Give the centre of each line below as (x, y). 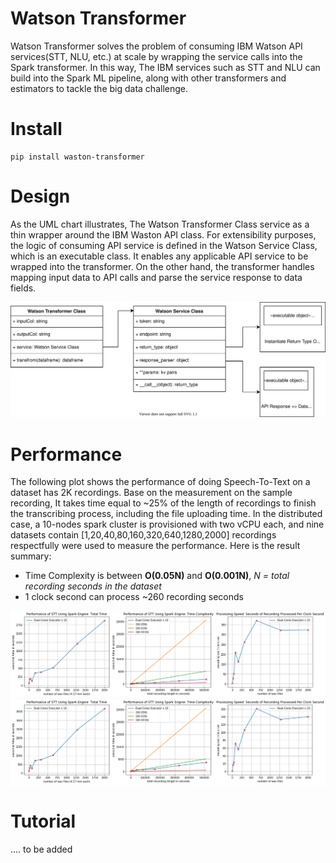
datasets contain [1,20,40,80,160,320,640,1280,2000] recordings (143, 535)
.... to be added (41, 849)
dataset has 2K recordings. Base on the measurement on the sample (151, 493)
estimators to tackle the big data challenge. (99, 88)
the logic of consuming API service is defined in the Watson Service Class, (164, 245)
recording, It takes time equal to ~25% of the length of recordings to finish (163, 503)
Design (40, 196)
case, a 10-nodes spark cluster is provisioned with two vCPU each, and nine (167, 524)
